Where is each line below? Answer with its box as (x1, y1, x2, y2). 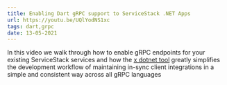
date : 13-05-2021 (7, 29, 58, 37)
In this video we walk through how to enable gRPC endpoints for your (7, 48, 205, 57)
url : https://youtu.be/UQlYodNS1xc (7, 17, 110, 23)
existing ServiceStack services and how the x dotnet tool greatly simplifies (7, 56, 221, 64)
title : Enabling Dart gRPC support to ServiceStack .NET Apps (7, 10, 191, 17)
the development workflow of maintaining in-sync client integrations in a (7, 63, 214, 71)
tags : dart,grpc (7, 23, 54, 30)
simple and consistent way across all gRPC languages (7, 70, 162, 79)
